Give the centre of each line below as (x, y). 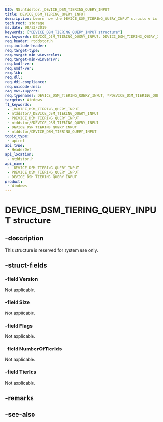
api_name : (15, 164)
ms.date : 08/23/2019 (26, 28)
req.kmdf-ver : (19, 64)
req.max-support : (23, 91)
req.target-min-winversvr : (32, 59)
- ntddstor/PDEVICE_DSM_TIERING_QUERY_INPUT (53, 123)
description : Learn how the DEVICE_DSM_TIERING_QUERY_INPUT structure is (81, 18)
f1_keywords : (18, 105)
